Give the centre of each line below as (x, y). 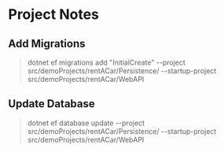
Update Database (52, 104)
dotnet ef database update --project (86, 123)
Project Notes (54, 15)
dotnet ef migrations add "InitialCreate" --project (106, 62)
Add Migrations (47, 44)
